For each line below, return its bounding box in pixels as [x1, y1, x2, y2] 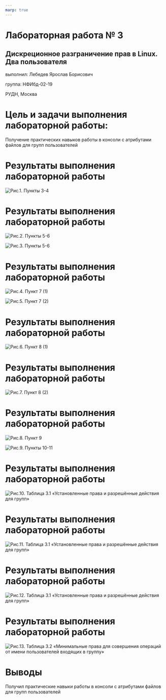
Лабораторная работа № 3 [5, 29, 123, 41]
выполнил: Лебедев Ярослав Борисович [5, 71, 93, 77]
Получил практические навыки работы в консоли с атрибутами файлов [5, 683, 161, 689]
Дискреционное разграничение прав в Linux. [5, 49, 158, 59]
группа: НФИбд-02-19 [5, 81, 53, 87]
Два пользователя [5, 58, 67, 66]
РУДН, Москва [5, 91, 37, 97]
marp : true [5, 7, 28, 13]
